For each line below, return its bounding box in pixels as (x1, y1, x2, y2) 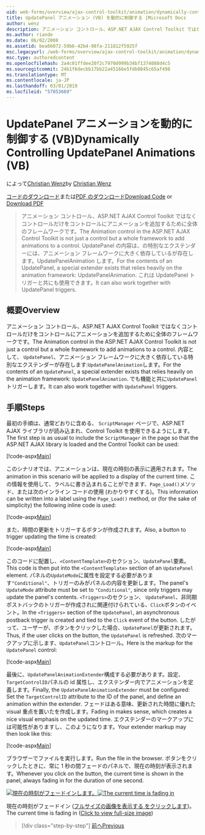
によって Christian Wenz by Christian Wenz (6, 179, 112, 187)
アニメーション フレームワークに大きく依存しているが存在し (42, 249, 194, 257)
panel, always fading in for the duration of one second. (6, 777, 145, 784)
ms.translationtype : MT (6, 72, 67, 78)
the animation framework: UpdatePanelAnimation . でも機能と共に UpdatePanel (6, 375, 198, 382)
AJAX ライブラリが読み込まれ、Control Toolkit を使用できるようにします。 (6, 427, 193, 435)
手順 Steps (6, 402, 45, 413)
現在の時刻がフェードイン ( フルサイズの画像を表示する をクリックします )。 (6, 803, 195, 810)
